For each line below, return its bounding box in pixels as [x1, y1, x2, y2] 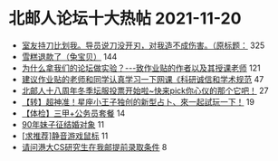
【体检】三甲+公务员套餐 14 [21, 108, 126, 118]
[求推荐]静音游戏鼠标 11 [21, 130, 109, 141]
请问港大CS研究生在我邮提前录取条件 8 [21, 141, 168, 152]
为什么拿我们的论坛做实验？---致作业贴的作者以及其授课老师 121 [21, 62, 261, 73]
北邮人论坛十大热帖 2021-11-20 [8, 8, 242, 29]
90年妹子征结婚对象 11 [21, 118, 105, 129]
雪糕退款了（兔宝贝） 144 [21, 51, 118, 62]
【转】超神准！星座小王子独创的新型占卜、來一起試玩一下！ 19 [21, 96, 255, 107]
